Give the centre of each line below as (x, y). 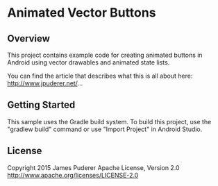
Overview (29, 39)
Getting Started (41, 105)
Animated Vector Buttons (82, 13)
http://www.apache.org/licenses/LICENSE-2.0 (73, 175)
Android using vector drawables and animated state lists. (89, 62)
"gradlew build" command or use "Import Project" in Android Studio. (105, 129)
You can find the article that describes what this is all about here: (100, 76)
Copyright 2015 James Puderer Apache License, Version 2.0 (93, 167)
